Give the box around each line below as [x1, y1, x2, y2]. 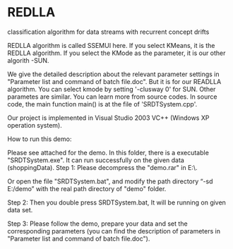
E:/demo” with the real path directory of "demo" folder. [7, 184, 167, 193]
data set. [7, 205, 33, 214]
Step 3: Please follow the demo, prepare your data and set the [7, 219, 189, 228]
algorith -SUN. [7, 56, 49, 64]
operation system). [7, 121, 62, 129]
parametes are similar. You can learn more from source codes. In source [7, 92, 217, 101]
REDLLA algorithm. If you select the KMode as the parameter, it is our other [7, 49, 226, 57]
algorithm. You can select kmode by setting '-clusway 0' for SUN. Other [7, 85, 216, 93]
